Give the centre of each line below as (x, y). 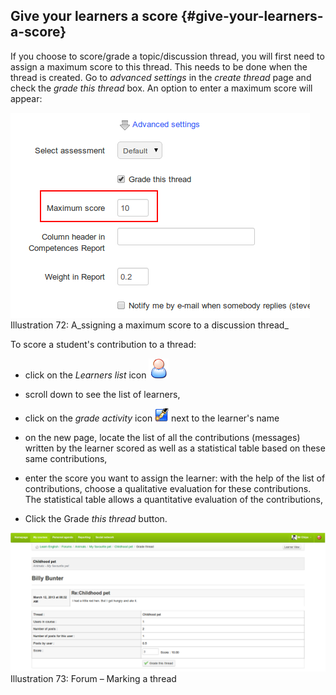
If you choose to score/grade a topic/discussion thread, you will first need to (167, 56)
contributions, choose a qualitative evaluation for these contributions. (168, 488)
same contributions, (66, 458)
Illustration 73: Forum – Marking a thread (93, 679)
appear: (26, 98)
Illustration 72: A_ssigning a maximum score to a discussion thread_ (149, 325)
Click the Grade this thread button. (96, 518)
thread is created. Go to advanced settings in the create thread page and (161, 77)
